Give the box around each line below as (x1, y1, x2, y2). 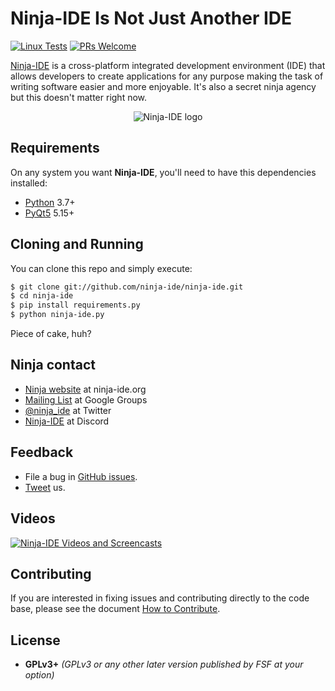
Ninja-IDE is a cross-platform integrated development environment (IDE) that (10, 59, 326, 71)
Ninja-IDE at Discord (24, 415, 110, 427)
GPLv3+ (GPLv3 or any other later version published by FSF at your (24, 658, 304, 671)
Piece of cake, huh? (10, 328, 92, 340)
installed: (10, 177, 48, 189)
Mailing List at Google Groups (24, 393, 148, 406)
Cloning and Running (10, 236, 144, 253)
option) (24, 669, 55, 681)
